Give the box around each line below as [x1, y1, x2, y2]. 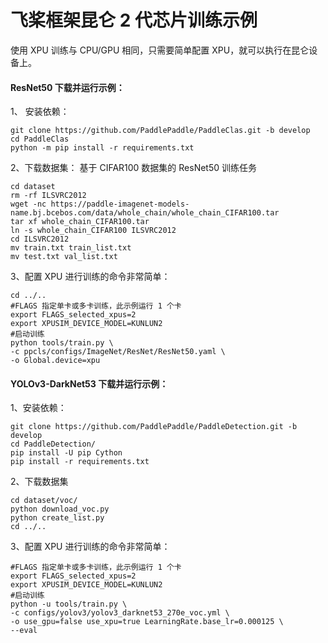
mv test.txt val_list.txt [10, 252, 118, 262]
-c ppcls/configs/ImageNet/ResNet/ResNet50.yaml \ [10, 347, 226, 357]
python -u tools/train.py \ [10, 599, 128, 610]
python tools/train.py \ [10, 338, 114, 348]
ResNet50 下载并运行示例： [10, 81, 125, 93]
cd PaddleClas [10, 134, 70, 145]
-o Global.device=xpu [10, 356, 101, 366]
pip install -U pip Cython [10, 448, 123, 458]
